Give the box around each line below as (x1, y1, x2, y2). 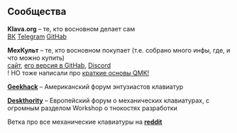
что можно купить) (7, 53, 65, 62)
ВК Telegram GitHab (7, 32, 67, 41)
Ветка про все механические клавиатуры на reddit (7, 117, 162, 126)
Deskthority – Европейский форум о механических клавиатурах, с (7, 96, 210, 105)
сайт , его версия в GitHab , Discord (7, 60, 111, 70)
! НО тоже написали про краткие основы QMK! (7, 68, 150, 77)
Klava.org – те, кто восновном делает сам (7, 24, 136, 33)
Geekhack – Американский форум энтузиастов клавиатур (7, 82, 184, 91)
